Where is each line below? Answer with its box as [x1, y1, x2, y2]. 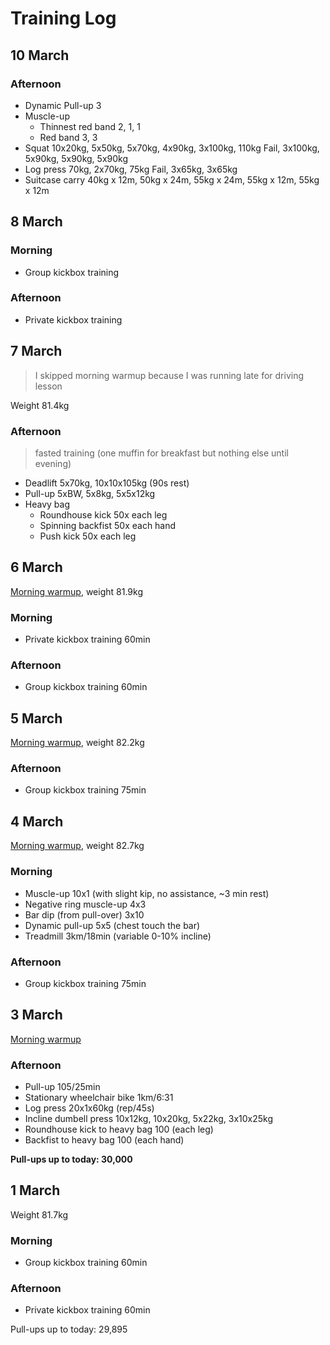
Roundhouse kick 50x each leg [39, 508, 168, 521]
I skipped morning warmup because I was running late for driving [34, 369, 305, 381]
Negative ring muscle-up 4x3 [24, 898, 147, 910]
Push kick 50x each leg [39, 530, 137, 542]
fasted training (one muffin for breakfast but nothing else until [34, 447, 289, 459]
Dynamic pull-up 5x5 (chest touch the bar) [24, 919, 201, 931]
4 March [10, 813, 64, 830]
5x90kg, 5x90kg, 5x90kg [24, 152, 128, 164]
